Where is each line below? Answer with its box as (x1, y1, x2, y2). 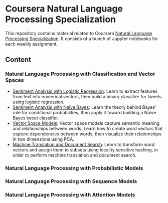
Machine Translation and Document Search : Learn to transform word (12, 141, 155, 147)
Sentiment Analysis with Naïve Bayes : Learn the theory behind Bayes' (12, 104, 156, 110)
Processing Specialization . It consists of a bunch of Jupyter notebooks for (5, 36, 158, 42)
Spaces (5, 77, 24, 84)
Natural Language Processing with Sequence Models (5, 178, 137, 185)
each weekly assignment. (5, 41, 58, 47)
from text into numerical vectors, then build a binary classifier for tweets (12, 93, 162, 99)
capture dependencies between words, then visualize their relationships (12, 131, 161, 137)
